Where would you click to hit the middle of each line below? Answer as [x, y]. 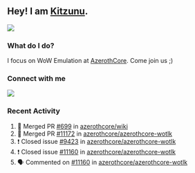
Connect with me [36, 79]
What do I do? [31, 46]
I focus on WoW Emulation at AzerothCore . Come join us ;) [90, 61]
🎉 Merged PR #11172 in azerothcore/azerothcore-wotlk [95, 134]
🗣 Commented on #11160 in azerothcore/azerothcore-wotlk [102, 162]
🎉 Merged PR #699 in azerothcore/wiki [72, 126]
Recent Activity [34, 111]
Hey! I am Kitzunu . [48, 11]
